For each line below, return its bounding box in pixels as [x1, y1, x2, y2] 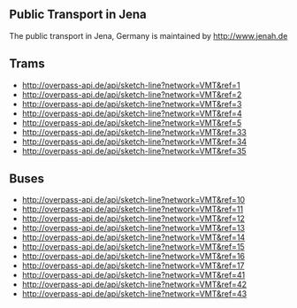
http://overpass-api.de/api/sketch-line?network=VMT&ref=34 [21, 136, 247, 147]
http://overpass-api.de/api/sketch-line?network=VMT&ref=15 [21, 242, 245, 252]
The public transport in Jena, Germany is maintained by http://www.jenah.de [9, 30, 288, 41]
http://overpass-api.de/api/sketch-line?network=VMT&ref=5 [21, 117, 242, 127]
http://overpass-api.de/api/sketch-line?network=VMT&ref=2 [21, 89, 242, 100]
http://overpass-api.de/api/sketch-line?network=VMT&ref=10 [21, 195, 246, 205]
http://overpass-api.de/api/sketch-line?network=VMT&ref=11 [21, 204, 244, 215]
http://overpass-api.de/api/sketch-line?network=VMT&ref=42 [21, 279, 247, 290]
